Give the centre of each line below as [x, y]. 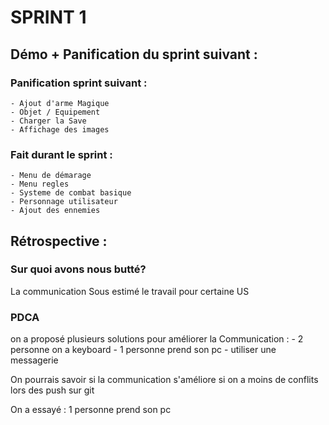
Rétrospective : [59, 241]
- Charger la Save [48, 121]
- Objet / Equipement [55, 112]
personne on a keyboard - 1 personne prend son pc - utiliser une [143, 350]
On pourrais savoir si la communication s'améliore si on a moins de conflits [164, 380]
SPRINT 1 [48, 17]
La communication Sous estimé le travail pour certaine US [130, 291]
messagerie [34, 360]
